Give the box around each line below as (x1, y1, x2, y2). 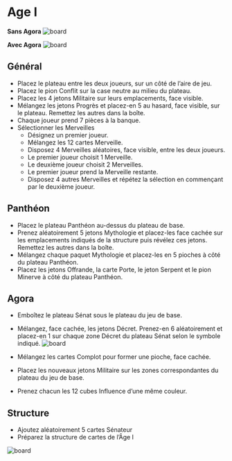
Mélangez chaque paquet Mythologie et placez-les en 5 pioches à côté (17, 251, 221, 259)
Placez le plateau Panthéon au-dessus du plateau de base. (17, 221, 185, 229)
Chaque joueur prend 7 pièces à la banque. (17, 116, 141, 124)
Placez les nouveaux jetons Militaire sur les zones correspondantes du (17, 366, 219, 375)
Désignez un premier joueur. (27, 131, 109, 139)
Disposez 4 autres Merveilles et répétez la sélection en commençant (27, 175, 224, 183)
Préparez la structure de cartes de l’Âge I (17, 433, 134, 442)
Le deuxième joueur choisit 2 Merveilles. (27, 160, 143, 169)
